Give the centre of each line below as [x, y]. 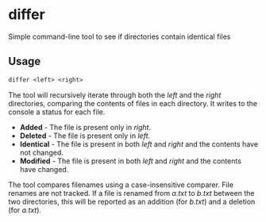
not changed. [41, 152]
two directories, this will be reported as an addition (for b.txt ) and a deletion [132, 201]
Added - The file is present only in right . [85, 127]
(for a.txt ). [25, 210]
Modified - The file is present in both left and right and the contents [131, 161]
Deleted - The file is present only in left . [85, 136]
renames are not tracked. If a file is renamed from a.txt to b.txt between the [131, 193]
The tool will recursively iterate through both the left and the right [115, 95]
